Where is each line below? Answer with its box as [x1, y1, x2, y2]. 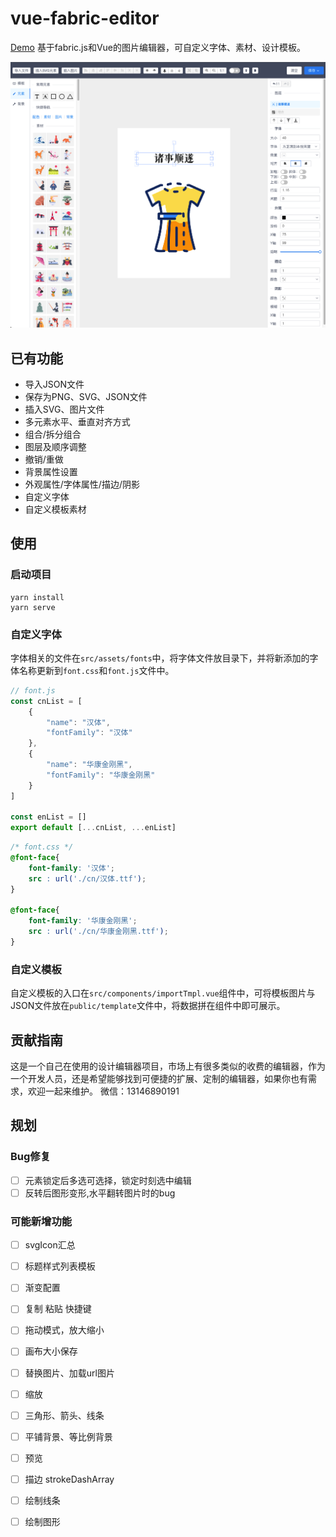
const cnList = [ [10, 696, 83, 706]
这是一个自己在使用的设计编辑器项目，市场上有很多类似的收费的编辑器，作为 [10, 1060, 326, 1072]
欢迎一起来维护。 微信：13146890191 [27, 1085, 180, 1097]
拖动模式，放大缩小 [24, 1324, 105, 1336]
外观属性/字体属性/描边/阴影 [24, 478, 140, 490]
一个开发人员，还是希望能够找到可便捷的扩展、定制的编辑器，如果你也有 [10, 1073, 308, 1085]
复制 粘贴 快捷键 [24, 1303, 92, 1315]
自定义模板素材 [24, 503, 87, 515]
